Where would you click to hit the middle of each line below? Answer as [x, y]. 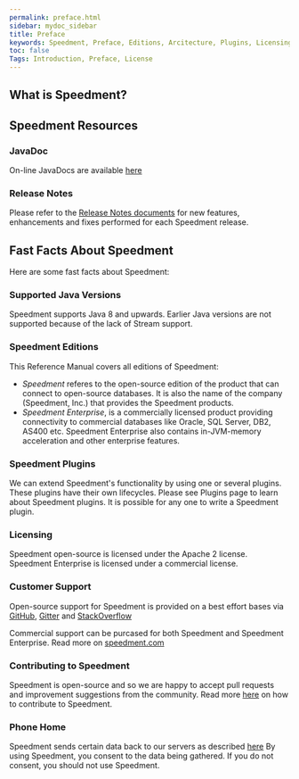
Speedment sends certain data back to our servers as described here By [142, 747]
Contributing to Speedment [70, 666]
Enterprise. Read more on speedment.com [87, 642]
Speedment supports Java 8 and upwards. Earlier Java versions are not [140, 314]
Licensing [31, 535]
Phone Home [38, 726]
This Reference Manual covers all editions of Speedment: [114, 366]
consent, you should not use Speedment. [85, 766]
